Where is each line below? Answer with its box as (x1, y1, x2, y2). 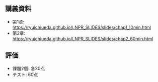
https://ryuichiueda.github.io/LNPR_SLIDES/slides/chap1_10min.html (12, 24, 151, 30)
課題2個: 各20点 (12, 65, 45, 71)
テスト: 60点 (12, 71, 38, 78)
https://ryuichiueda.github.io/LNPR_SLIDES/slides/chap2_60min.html (12, 36, 153, 41)
